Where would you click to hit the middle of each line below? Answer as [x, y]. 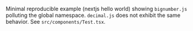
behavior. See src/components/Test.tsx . [56, 22]
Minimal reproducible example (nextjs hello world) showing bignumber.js [96, 9]
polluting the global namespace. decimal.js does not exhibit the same [93, 15]
